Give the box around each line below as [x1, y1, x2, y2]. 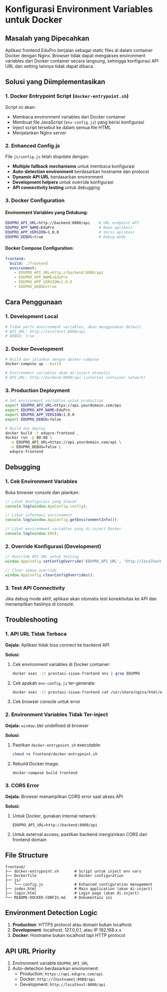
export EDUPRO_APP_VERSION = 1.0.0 [5, 412, 75, 417]
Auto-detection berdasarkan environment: [12, 965, 99, 971]
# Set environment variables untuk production [5, 398, 104, 403]
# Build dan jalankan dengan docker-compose [5, 356, 99, 362]
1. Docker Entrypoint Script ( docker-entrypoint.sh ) [5, 92, 129, 99]
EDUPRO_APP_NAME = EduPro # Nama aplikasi [5, 225, 133, 230]
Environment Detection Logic [5, 908, 98, 917]
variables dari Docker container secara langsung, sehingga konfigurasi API [5, 58, 159, 63]
